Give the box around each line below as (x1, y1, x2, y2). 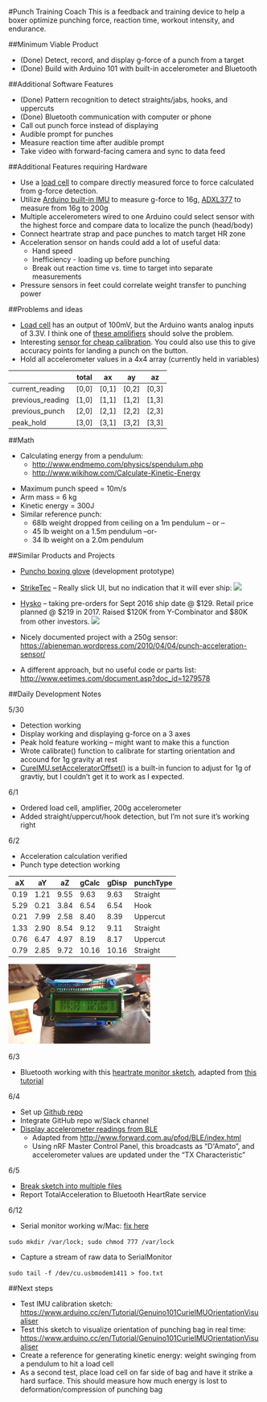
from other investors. (19, 616, 90, 626)
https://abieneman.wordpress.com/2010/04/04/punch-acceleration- (19, 641, 248, 650)
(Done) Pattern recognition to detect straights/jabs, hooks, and (19, 95, 228, 104)
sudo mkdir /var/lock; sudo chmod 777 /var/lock (8, 1238, 175, 1246)
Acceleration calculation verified (19, 852, 128, 861)
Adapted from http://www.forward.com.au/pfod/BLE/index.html (31, 1132, 241, 1143)
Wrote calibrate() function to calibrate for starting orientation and (19, 746, 236, 756)
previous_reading (11, 395, 70, 404)
